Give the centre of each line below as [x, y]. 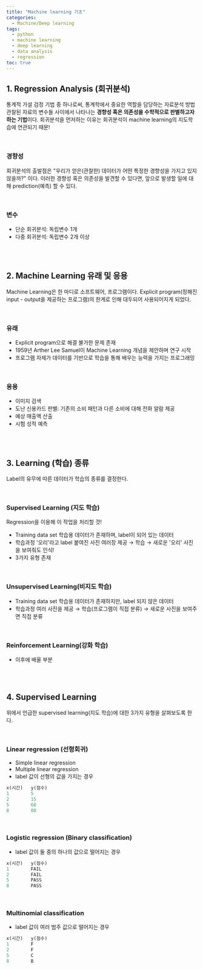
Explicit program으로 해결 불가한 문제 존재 [65, 343]
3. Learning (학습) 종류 [48, 463]
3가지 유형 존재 [33, 558]
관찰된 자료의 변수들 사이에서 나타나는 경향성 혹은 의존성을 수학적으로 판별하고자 [101, 112]
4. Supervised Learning [52, 697]
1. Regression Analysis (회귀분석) [68, 89]
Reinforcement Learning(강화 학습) [57, 645]
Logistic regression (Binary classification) [69, 838]
